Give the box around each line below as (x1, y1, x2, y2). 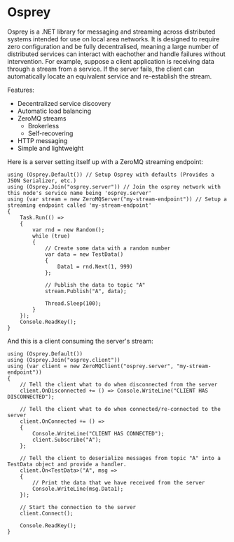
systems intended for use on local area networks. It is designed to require (7, 34, 220, 43)
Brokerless (27, 121, 60, 130)
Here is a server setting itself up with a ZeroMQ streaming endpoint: (7, 157, 203, 165)
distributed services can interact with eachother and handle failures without (7, 50, 226, 58)
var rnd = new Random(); (32, 226, 105, 233)
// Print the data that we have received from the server (32, 479, 205, 486)
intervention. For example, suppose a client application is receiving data (7, 57, 215, 65)
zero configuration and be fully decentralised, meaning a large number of (7, 42, 219, 50)
